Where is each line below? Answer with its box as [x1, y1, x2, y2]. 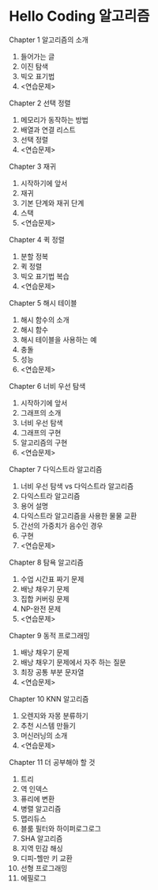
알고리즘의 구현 [20, 437, 68, 447]
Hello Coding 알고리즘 [9, 7, 150, 25]
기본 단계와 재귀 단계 [20, 198, 85, 207]
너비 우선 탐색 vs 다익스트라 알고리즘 [20, 481, 134, 491]
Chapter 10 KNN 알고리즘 [9, 694, 89, 703]
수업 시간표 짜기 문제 [20, 574, 85, 584]
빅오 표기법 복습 [20, 271, 70, 281]
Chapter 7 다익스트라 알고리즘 [9, 464, 103, 474]
